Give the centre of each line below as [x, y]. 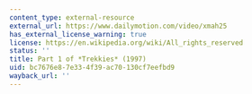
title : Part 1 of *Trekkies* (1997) [78, 59]
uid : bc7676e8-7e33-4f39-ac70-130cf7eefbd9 [92, 68]
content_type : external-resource [72, 17]
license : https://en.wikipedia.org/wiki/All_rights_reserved [126, 43]
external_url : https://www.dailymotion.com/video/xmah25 [118, 26]
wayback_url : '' [40, 76]
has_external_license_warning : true [78, 34]
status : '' [30, 51]
